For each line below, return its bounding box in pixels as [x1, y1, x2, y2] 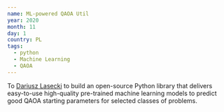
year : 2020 [7, 17, 39, 24]
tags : [7, 43, 23, 50]
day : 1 [7, 29, 27, 37]
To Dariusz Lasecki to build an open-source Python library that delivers [7, 81, 213, 90]
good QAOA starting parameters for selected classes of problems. [7, 96, 198, 105]
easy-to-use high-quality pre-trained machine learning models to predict [7, 89, 217, 97]
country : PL [7, 36, 42, 43]
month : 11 [7, 23, 36, 30]
